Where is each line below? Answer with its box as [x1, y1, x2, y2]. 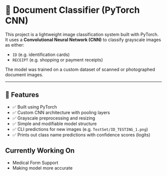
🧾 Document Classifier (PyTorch [5, 4, 140, 16]
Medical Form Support [12, 160, 59, 166]
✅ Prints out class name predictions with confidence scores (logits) [12, 131, 151, 138]
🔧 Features [5, 91, 39, 99]
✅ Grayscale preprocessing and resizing [12, 115, 95, 121]
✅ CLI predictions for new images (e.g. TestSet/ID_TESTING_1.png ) [12, 126, 148, 132]
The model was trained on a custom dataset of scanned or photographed [5, 66, 156, 72]
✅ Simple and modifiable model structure [12, 120, 97, 126]
